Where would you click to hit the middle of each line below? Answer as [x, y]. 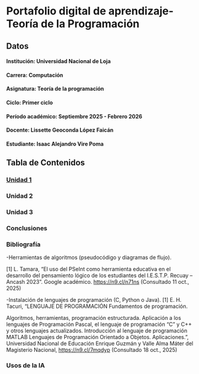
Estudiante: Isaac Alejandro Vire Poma [55, 144]
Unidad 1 [19, 180]
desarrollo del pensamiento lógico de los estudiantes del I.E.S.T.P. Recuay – [99, 275]
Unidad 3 [20, 212]
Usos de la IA [25, 366]
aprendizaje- [141, 11]
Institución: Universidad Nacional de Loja [58, 61]
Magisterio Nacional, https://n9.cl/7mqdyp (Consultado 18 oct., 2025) [92, 350]
